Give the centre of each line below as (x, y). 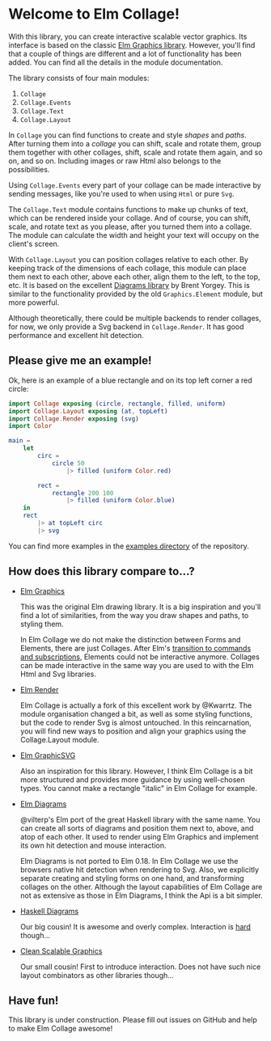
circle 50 (68, 463)
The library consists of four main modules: (79, 78)
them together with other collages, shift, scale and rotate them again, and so (135, 152)
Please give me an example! (80, 361)
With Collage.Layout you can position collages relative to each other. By (129, 259)
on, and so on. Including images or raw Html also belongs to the (115, 161)
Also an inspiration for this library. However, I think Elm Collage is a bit (136, 771)
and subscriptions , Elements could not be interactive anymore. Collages (140, 657)
